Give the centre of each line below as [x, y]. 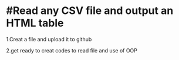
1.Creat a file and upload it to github [49, 39]
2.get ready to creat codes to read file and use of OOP [72, 50]
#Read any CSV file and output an [90, 11]
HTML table [35, 23]
